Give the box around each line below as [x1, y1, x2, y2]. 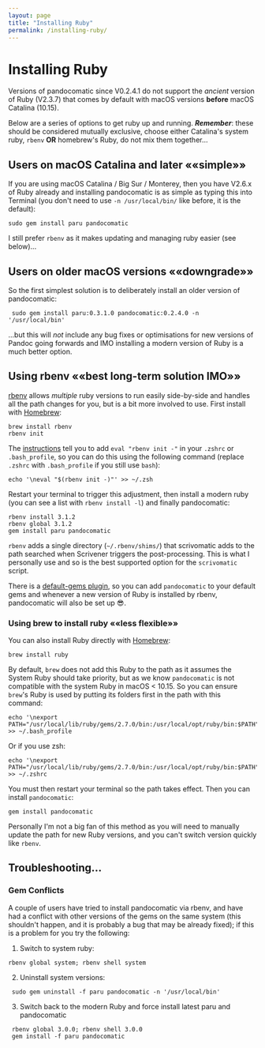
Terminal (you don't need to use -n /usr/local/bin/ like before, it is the [8, 196, 241, 205]
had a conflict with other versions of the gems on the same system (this [8, 911, 241, 921]
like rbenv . [8, 839, 42, 848]
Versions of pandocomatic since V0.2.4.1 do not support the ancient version [8, 86, 255, 96]
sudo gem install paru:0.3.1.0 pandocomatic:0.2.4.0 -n [11, 309, 200, 317]
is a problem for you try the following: [8, 928, 130, 937]
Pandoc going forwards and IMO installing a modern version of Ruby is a [8, 338, 244, 347]
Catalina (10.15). [8, 103, 59, 113]
